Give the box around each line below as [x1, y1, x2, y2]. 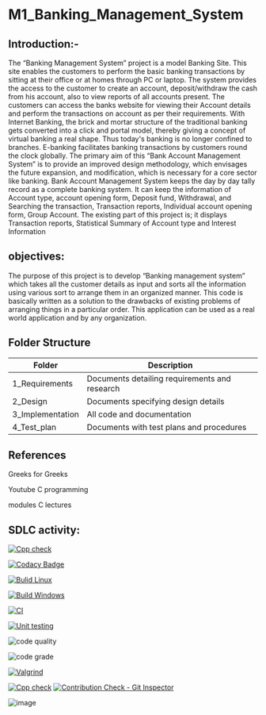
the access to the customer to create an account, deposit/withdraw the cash [8, 83, 258, 93]
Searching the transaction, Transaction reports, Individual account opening [8, 202, 253, 211]
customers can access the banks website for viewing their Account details [8, 101, 251, 110]
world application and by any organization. [8, 313, 147, 322]
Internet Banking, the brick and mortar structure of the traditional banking [8, 117, 248, 126]
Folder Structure [8, 336, 91, 350]
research [86, 382, 120, 394]
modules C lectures [8, 500, 72, 509]
